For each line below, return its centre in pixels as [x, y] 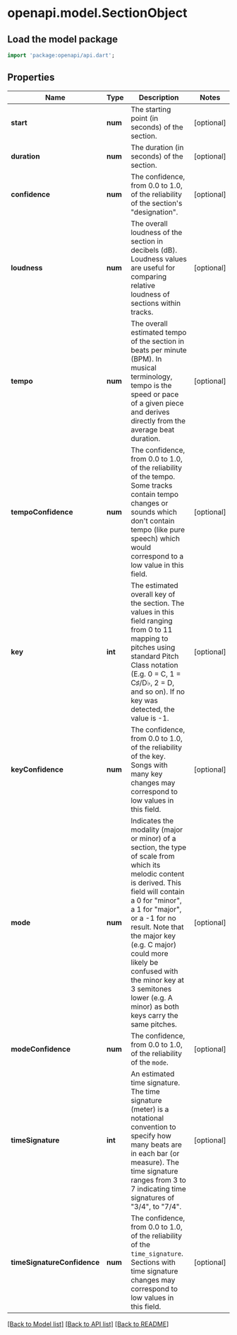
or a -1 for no [153, 918]
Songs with [149, 764]
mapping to [149, 638]
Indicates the [152, 820]
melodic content [157, 873]
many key [146, 774]
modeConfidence [41, 1049]
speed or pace [154, 394]
